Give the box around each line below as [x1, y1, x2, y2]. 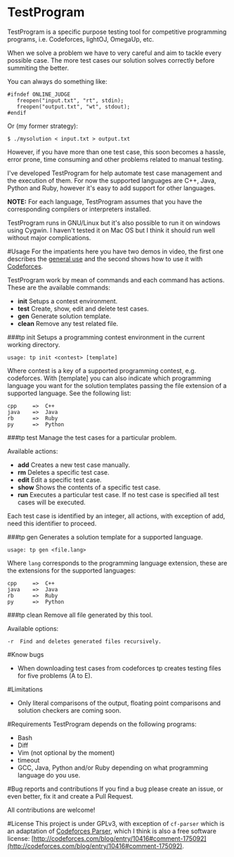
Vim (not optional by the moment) [17, 748, 115, 757]
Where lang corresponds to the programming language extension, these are [7, 558, 228, 567]
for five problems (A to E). [17, 671, 93, 680]
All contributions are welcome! [7, 806, 96, 814]
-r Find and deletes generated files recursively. [7, 638, 162, 645]
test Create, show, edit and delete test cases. [17, 304, 149, 313]
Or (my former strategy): [7, 121, 79, 130]
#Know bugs [7, 650, 44, 658]
